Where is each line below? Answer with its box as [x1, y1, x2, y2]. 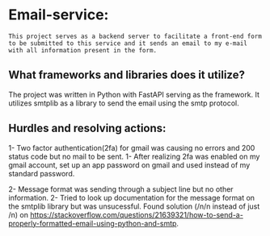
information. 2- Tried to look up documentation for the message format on [8, 193, 255, 202]
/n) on [8, 209, 29, 219]
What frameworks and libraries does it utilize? [8, 68, 245, 82]
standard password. [8, 168, 75, 178]
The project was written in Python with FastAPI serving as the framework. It [8, 89, 260, 99]
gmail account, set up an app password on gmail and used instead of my [8, 159, 251, 170]
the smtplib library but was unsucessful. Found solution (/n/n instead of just [8, 201, 260, 211]
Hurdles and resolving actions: [8, 122, 167, 135]
